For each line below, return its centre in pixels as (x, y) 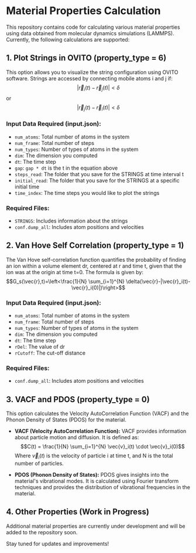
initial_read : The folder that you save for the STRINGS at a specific (97, 180)
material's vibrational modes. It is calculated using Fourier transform (97, 481)
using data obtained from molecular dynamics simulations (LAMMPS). (90, 33)
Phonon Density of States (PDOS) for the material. (66, 420)
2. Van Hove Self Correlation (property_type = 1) (95, 246)
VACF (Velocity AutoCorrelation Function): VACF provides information (100, 431)
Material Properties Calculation (83, 11)
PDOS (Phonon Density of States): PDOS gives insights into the (92, 474)
